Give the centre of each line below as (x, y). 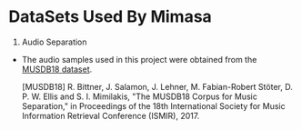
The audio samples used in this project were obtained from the (139, 59)
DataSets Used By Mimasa (111, 17)
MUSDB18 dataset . (57, 69)
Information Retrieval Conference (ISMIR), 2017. (111, 115)
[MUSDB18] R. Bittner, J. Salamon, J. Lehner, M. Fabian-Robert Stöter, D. (157, 86)
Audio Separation (54, 42)
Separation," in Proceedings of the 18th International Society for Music (153, 105)
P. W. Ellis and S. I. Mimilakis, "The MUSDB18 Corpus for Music (140, 96)
